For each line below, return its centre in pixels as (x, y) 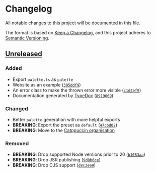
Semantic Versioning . (27, 38)
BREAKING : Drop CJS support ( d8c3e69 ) (54, 165)
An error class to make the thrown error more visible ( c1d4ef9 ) (77, 90)
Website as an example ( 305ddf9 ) (47, 84)
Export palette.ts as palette (43, 79)
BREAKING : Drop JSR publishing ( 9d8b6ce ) (56, 160)
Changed (17, 108)
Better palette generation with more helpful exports (66, 119)
